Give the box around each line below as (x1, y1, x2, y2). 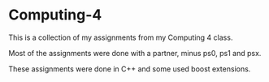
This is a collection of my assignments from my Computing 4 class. (8, 32, 233, 42)
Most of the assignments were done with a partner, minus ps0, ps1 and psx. (8, 48, 262, 58)
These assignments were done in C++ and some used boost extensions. (8, 63, 251, 74)
